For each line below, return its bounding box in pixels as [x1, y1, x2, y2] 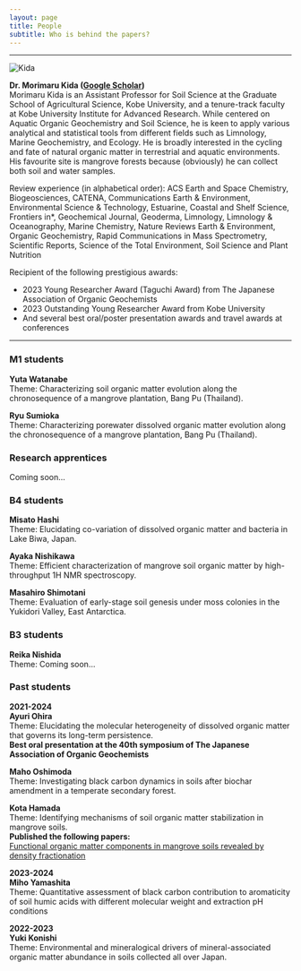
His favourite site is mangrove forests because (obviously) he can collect [9, 156, 279, 167]
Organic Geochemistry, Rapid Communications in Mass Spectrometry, [9, 230, 268, 242]
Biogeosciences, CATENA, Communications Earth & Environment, [9, 193, 251, 203]
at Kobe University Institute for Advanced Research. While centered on [9, 108, 271, 119]
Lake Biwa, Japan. [9, 534, 77, 545]
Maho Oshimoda [9, 766, 73, 777]
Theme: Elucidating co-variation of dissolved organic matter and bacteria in [9, 524, 288, 535]
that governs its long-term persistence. [9, 729, 154, 740]
